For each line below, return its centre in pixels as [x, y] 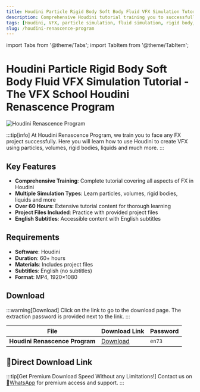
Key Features [31, 166]
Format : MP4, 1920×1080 [46, 277]
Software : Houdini [37, 252]
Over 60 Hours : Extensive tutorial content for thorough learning [93, 206]
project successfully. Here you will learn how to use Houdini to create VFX [97, 142]
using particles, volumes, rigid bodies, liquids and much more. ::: [85, 148]
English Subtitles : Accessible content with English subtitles [88, 219]
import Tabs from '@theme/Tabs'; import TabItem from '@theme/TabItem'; [98, 45]
